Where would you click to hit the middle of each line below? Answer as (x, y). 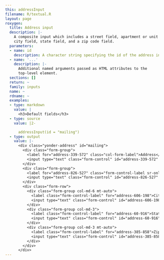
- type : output (25, 137)
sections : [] (23, 78)
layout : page (18, 19)
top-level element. (38, 73)
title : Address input (31, 28)
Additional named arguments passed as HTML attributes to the (82, 69)
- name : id (20, 50)
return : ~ (19, 82)
